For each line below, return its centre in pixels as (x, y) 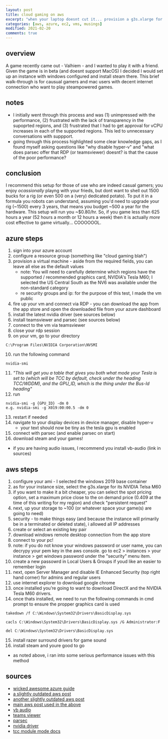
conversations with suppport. (43, 136)
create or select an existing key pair (50, 530)
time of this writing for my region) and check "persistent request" (80, 503)
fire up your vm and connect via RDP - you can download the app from (86, 304)
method (21, 661)
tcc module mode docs (36, 731)
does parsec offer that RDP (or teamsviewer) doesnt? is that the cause (85, 152)
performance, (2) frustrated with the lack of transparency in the (78, 120)
